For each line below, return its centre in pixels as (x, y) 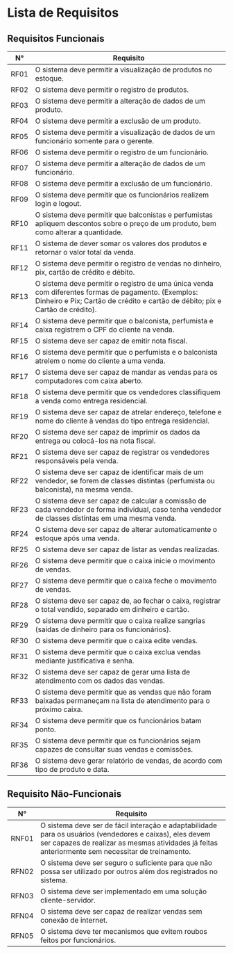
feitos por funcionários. (78, 940)
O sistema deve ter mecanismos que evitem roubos (124, 931)
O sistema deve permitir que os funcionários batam (119, 721)
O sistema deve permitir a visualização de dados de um (125, 132)
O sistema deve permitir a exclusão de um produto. (118, 121)
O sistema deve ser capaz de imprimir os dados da (118, 432)
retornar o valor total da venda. (85, 252)
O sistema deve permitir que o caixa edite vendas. (116, 641)
